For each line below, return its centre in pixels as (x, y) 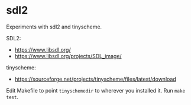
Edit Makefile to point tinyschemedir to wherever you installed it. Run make (96, 90)
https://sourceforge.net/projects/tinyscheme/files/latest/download (95, 79)
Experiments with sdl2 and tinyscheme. (54, 27)
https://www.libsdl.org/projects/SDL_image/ (68, 56)
